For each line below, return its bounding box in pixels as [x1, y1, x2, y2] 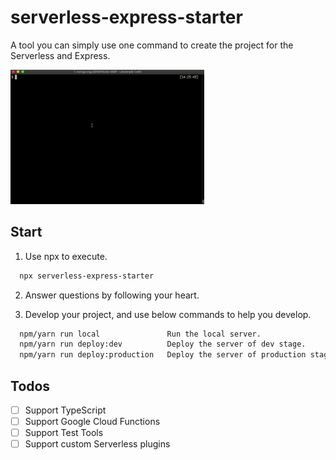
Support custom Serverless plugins [24, 438, 171, 450]
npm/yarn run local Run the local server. [19, 329, 262, 339]
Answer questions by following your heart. [24, 289, 200, 301]
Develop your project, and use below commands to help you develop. [24, 308, 312, 320]
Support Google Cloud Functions [24, 416, 161, 428]
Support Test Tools [24, 427, 104, 439]
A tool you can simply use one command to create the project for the [10, 39, 294, 51]
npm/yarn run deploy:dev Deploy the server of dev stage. [19, 339, 307, 350]
